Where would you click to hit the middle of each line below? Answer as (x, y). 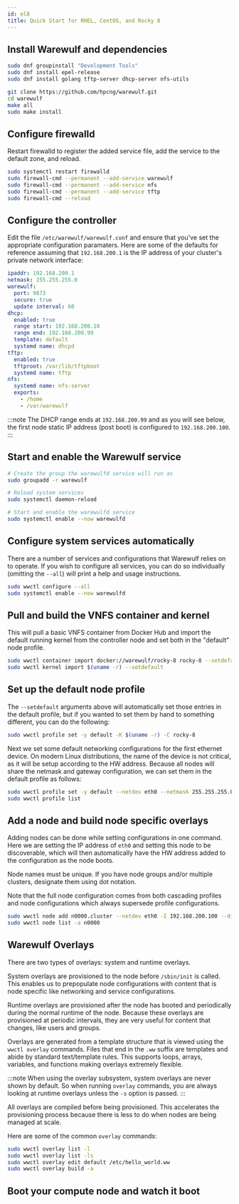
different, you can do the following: (59, 722)
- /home (31, 400)
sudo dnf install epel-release (54, 73)
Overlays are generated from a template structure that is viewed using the (116, 1042)
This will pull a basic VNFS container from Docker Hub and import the (109, 633)
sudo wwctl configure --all (49, 586)
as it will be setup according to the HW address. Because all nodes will (111, 764)
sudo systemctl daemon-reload (52, 499)
